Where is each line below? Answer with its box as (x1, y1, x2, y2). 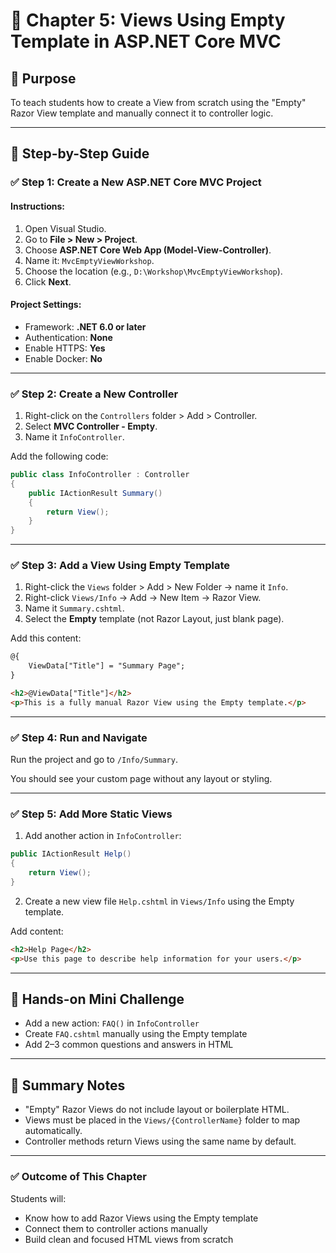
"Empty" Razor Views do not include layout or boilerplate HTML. (24, 1104, 290, 1116)
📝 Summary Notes (10, 1077, 126, 1094)
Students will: (10, 1192, 67, 1204)
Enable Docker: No (24, 352, 103, 364)
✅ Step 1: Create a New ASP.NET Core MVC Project (10, 175, 262, 189)
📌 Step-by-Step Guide (10, 145, 150, 163)
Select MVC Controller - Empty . (24, 420, 158, 433)
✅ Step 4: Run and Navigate (10, 730, 148, 744)
